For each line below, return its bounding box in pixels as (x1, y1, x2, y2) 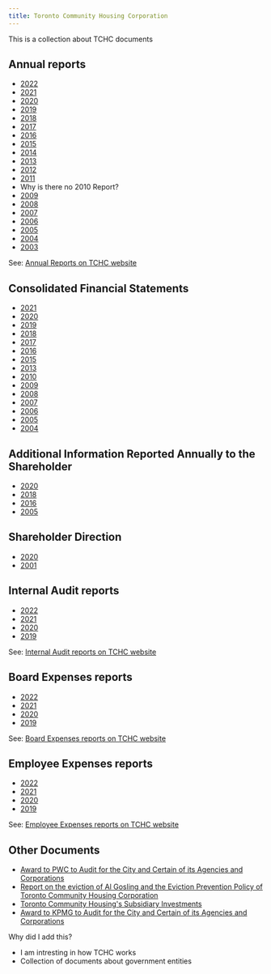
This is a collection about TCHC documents (8, 34, 154, 44)
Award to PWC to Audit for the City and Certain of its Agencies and (19, 865, 243, 874)
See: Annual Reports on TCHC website (8, 258, 138, 268)
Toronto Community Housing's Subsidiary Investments (19, 900, 202, 909)
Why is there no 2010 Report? (19, 182, 119, 192)
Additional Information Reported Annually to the (8, 447, 256, 461)
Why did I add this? (8, 932, 73, 942)
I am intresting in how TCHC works (19, 948, 137, 958)
